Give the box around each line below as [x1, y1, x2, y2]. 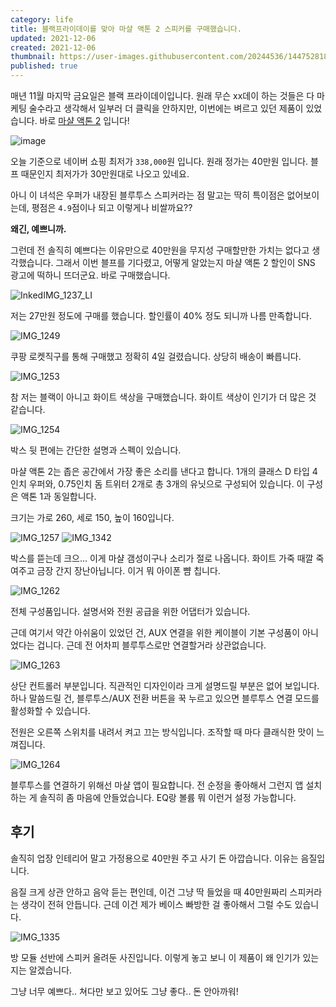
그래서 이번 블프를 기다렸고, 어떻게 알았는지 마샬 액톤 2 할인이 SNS [55, 257, 316, 268]
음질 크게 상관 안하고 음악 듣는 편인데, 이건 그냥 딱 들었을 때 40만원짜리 [10, 886, 288, 898]
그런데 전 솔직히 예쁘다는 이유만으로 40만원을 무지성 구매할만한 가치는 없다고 [10, 244, 310, 256]
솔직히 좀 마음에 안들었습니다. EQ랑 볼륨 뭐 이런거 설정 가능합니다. [39, 792, 297, 803]
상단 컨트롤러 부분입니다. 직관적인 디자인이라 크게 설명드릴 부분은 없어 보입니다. [10, 680, 320, 691]
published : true [10, 61, 78, 71]
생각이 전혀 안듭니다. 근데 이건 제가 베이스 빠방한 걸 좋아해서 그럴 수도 [20, 898, 293, 910]
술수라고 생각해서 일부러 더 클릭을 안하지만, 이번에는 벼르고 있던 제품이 [28, 102, 304, 114]
